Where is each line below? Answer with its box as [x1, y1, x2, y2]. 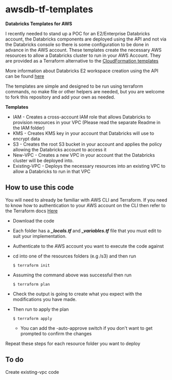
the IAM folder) [12, 125, 45, 131]
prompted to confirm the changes [20, 330, 92, 336]
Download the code [12, 217, 55, 224]
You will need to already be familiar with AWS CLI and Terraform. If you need [5, 196, 167, 203]
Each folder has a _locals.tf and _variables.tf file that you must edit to [12, 227, 162, 234]
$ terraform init [12, 263, 50, 268]
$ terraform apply [12, 316, 52, 321]
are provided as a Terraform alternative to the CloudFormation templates [5, 57, 159, 64]
